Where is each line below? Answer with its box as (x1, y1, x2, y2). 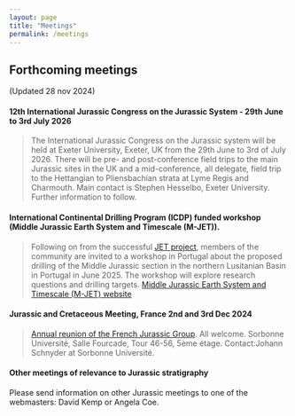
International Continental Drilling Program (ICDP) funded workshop (9, 212, 261, 223)
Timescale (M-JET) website (30, 288, 132, 299)
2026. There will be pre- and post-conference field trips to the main (30, 154, 279, 165)
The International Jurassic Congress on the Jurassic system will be (30, 135, 276, 146)
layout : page (9, 12, 58, 22)
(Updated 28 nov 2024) (9, 86, 96, 97)
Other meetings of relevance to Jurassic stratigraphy (9, 367, 209, 378)
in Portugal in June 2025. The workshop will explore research (30, 270, 256, 280)
